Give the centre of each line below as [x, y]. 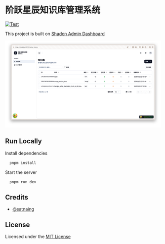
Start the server [21, 172]
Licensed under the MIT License [38, 237]
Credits [17, 197]
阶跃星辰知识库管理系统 [53, 10]
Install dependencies [26, 153]
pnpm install [23, 163]
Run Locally [23, 141]
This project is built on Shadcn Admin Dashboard [55, 34]
